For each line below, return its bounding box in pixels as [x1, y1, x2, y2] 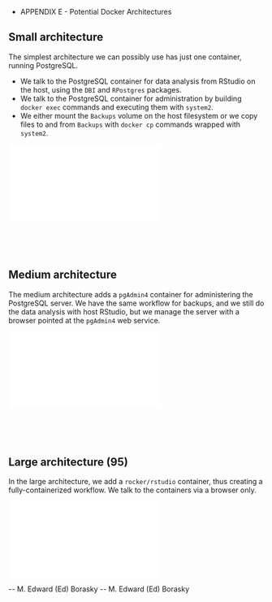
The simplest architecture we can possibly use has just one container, [8, 52, 242, 62]
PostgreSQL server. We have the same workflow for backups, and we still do [8, 298, 265, 308]
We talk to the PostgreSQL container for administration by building [19, 93, 242, 103]
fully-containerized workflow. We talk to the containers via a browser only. [8, 485, 257, 495]
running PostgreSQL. [8, 60, 79, 70]
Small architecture [8, 30, 104, 44]
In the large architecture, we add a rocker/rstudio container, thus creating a [8, 477, 263, 487]
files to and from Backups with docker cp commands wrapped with [19, 119, 241, 129]
